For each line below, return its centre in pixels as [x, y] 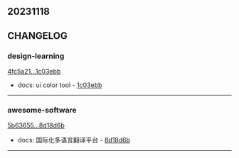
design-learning [36, 56]
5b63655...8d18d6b [36, 125]
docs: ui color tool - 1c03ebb [60, 85]
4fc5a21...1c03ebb [34, 72]
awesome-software [42, 110]
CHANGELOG [37, 36]
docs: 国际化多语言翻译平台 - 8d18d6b [74, 140]
